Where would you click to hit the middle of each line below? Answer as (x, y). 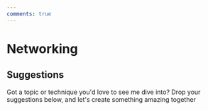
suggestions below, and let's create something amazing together (102, 99)
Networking (43, 48)
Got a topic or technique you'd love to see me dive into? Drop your (104, 92)
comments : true (29, 14)
